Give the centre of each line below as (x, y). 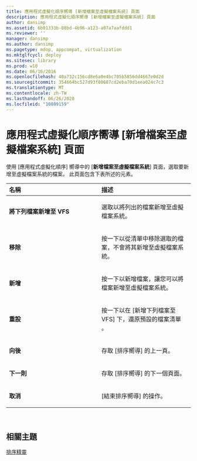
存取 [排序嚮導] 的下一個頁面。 (144, 374)
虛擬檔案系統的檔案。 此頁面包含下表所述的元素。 (76, 174)
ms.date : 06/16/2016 (31, 71)
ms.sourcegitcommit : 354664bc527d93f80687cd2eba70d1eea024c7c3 (85, 83)
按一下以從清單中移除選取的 (140, 239)
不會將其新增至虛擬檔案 (146, 248)
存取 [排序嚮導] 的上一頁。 (138, 351)
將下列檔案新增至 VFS (39, 211)
